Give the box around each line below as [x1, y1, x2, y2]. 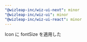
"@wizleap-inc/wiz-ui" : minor [5, 12, 69, 17]
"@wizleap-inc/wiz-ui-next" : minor [5, 7, 80, 13]
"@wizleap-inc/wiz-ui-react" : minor [5, 17, 82, 22]
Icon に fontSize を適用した [5, 31, 62, 37]
